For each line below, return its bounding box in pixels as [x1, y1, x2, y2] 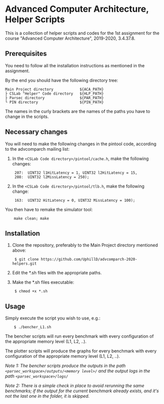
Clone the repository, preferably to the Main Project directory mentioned [12, 242, 158, 248]
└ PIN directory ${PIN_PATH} [5, 100, 104, 105]
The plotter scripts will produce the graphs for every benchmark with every [5, 348, 157, 354]
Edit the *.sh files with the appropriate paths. [12, 270, 102, 276]
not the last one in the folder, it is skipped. [5, 393, 90, 399]
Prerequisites [5, 50, 47, 58]
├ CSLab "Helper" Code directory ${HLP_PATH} [5, 91, 104, 96]
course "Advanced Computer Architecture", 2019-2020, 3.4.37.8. [5, 35, 136, 41]
